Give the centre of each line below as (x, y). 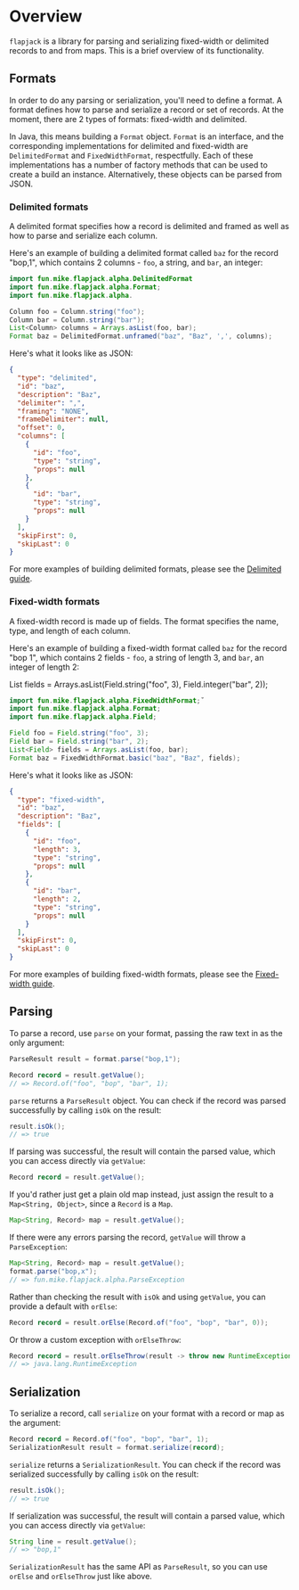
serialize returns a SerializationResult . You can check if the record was (145, 1464)
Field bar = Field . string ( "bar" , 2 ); (79, 742)
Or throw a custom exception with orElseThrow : (95, 1339)
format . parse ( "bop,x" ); (53, 1271)
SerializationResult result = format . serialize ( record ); (117, 1447)
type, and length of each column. (70, 630)
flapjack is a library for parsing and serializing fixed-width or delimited (139, 41)
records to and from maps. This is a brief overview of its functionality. (137, 50)
